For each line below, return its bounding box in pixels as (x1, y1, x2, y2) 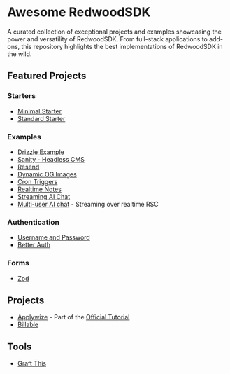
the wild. (7, 50, 32, 58)
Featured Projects (7, 70, 87, 82)
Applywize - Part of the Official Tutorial (17, 313, 130, 321)
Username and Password (17, 233, 91, 242)
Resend (17, 162, 40, 171)
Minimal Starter (17, 106, 62, 116)
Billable (17, 320, 39, 329)
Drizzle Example (17, 148, 64, 156)
